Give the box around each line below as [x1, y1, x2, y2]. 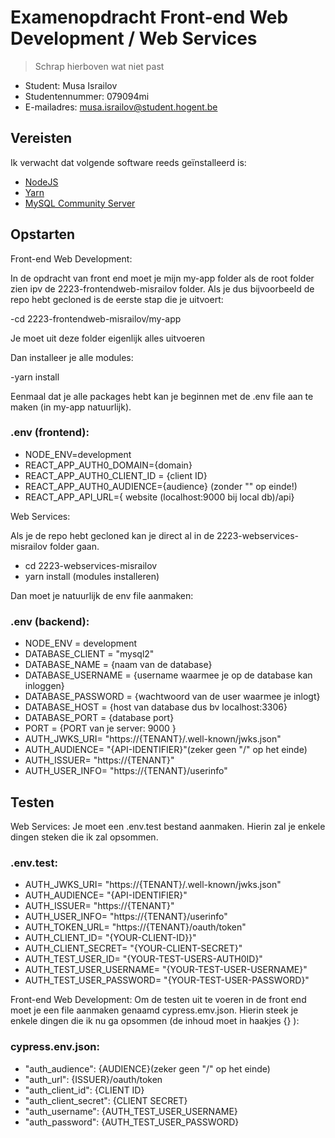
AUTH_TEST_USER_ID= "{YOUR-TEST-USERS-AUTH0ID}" [24, 953, 263, 965]
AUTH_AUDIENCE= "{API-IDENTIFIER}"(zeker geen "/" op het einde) [24, 744, 308, 756]
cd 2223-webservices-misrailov [24, 559, 158, 571]
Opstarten [10, 226, 76, 243]
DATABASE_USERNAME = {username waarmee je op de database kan [24, 669, 313, 681]
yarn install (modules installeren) [24, 570, 160, 582]
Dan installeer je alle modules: [10, 351, 134, 363]
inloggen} [24, 680, 65, 692]
